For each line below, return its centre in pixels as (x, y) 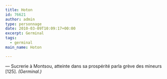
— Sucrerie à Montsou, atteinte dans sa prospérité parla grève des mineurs (83, 66)
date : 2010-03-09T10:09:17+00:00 (40, 29)
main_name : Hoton (24, 47)
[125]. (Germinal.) (24, 71)
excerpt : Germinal (25, 33)
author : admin (20, 19)
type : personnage (24, 24)
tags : (11, 38)
